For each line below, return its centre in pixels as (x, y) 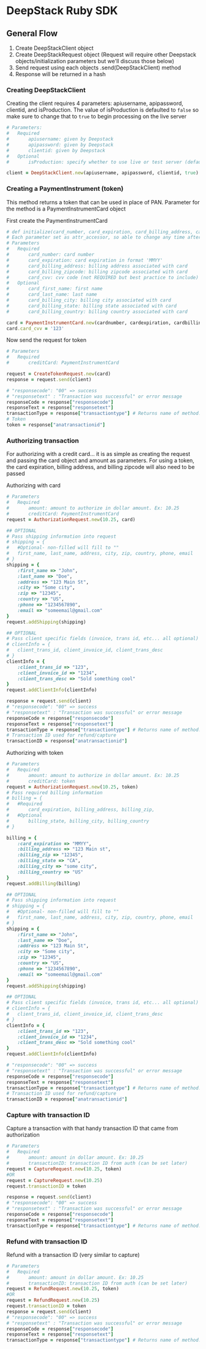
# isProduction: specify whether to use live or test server (94, 162)
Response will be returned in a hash (60, 74)
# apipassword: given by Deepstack (60, 145)
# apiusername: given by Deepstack (60, 139)
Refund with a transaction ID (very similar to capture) (73, 1254)
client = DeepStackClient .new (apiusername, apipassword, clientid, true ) (103, 173)
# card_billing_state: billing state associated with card (91, 306)
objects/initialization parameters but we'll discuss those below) (95, 61)
